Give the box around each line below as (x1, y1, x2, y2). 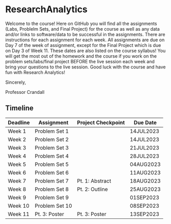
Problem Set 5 (35, 161, 69, 168)
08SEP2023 (129, 202, 159, 209)
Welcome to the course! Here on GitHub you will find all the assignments (5, 20, 157, 27)
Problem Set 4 (35, 152, 69, 159)
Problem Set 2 (35, 136, 69, 143)
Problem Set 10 (35, 202, 72, 209)
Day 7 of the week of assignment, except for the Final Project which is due (5, 42, 161, 48)
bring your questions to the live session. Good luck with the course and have (5, 64, 166, 70)
